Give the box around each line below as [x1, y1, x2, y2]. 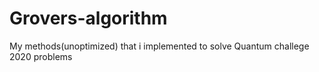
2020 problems [9, 50, 73, 62]
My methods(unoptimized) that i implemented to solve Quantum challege [9, 40, 310, 52]
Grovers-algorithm [9, 7, 168, 30]
